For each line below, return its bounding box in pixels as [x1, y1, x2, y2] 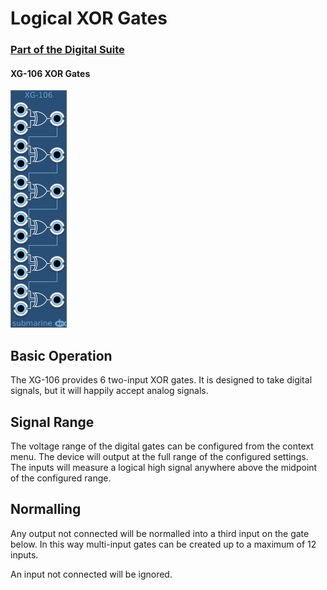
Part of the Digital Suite [10, 43, 125, 57]
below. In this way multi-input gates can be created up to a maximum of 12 [10, 538, 317, 550]
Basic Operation [10, 347, 113, 364]
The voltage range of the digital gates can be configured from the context [10, 440, 314, 452]
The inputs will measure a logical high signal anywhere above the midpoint [10, 461, 318, 473]
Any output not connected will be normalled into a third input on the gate [10, 527, 310, 539]
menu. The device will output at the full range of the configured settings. [10, 450, 309, 462]
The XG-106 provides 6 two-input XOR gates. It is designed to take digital [10, 374, 313, 386]
